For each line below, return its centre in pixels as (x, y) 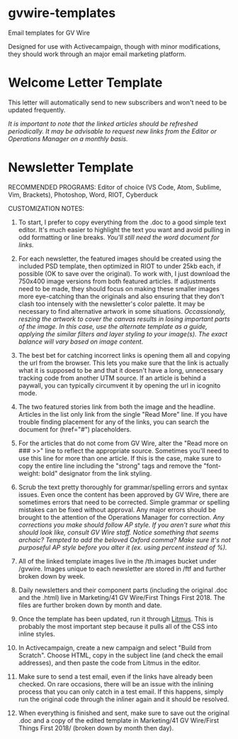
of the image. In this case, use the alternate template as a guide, (113, 326)
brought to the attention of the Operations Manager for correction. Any (121, 517)
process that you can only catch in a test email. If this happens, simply (121, 691)
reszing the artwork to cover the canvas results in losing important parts (124, 319)
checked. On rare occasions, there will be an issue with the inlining (116, 684)
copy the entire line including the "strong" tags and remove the (110, 466)
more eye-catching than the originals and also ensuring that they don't (121, 296)
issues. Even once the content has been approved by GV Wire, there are (124, 494)
